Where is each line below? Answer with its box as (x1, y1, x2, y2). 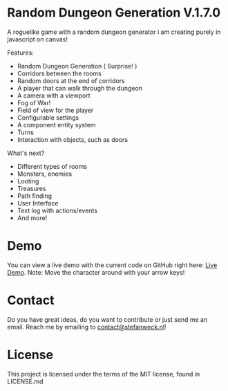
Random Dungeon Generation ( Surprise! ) (17, 62, 137, 70)
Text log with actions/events (17, 206, 98, 215)
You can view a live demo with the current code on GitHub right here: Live (7, 261, 218, 269)
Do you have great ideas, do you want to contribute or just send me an (7, 315, 208, 323)
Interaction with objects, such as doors (17, 135, 129, 143)
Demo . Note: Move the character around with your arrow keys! (7, 268, 185, 276)
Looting (17, 176, 39, 185)
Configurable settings (17, 113, 79, 122)
